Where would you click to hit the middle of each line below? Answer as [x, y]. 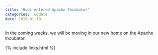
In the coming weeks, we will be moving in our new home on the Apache [79, 33]
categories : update [27, 14]
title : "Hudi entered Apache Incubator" [48, 10]
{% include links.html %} [30, 48]
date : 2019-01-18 [23, 19]
